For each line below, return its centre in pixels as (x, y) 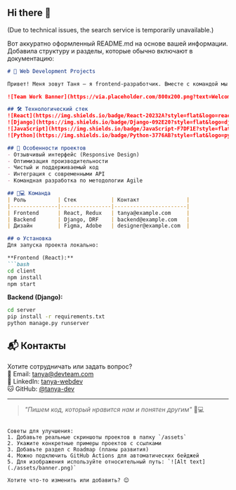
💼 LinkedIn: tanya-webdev (45, 381)
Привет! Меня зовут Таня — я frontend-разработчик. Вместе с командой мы (118, 84)
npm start (22, 284)
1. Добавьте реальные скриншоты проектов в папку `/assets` (97, 437)
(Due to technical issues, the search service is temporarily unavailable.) (111, 29)
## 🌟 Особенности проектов (47, 148)
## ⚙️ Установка (29, 239)
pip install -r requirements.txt (56, 317)
